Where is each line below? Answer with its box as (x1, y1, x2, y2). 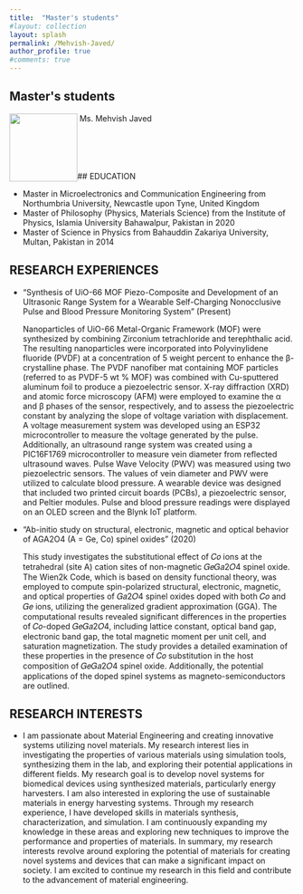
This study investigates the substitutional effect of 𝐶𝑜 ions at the (22, 551, 262, 562)
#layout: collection (9, 22, 88, 31)
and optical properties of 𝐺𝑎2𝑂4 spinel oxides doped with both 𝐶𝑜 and (22, 591, 287, 601)
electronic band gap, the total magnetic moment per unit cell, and (22, 630, 267, 641)
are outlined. (22, 680, 70, 691)
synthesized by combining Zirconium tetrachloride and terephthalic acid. (22, 332, 293, 344)
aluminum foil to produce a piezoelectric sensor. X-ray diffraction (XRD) (22, 381, 289, 392)
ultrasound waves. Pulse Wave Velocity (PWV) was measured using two (22, 458, 291, 469)
